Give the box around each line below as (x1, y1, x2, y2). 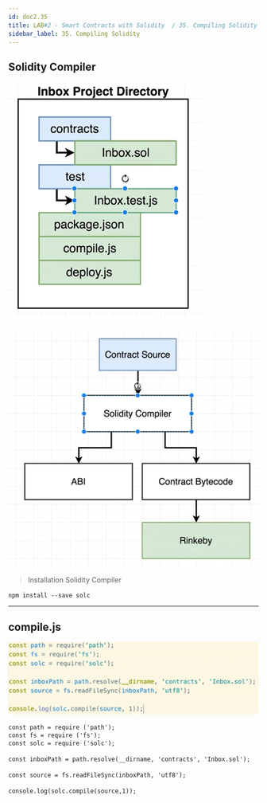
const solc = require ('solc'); (8, 739, 115, 748)
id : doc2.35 (8, 13, 48, 21)
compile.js (8, 621, 61, 634)
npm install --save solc (8, 591, 91, 599)
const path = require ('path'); (8, 723, 115, 732)
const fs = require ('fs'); (8, 731, 102, 740)
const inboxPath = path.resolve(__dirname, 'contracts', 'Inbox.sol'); (8, 755, 250, 764)
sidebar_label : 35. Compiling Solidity (8, 29, 141, 37)
